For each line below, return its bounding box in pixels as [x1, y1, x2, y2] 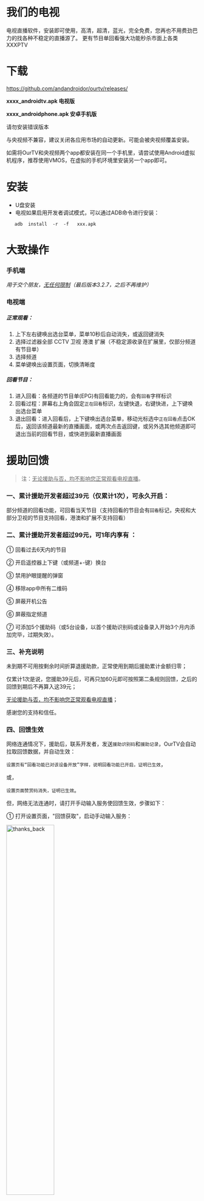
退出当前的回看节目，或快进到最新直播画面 [15, 430, 122, 438]
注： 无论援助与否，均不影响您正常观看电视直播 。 [21, 475, 144, 483]
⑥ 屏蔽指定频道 [6, 610, 47, 618]
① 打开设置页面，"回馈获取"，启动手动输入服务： [6, 812, 132, 820]
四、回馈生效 [6, 725, 44, 733]
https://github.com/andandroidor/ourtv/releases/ [6, 84, 128, 92]
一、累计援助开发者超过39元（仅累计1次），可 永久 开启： [6, 492, 170, 500]
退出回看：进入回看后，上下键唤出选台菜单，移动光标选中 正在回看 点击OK [15, 415, 195, 423]
